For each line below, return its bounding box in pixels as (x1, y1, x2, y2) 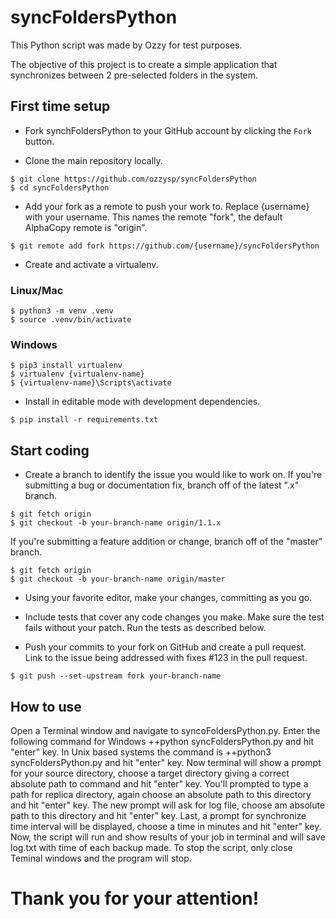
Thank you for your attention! (10, 887, 260, 910)
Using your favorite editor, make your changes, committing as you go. (24, 592, 313, 604)
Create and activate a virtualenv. (24, 258, 159, 270)
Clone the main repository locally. (24, 154, 163, 166)
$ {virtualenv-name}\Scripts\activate (10, 378, 172, 388)
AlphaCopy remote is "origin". (24, 221, 148, 233)
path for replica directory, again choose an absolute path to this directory (10, 788, 312, 800)
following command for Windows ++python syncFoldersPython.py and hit (10, 735, 314, 747)
